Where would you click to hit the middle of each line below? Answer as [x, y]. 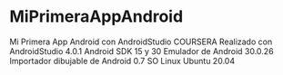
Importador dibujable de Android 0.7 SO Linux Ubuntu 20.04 [122, 61]
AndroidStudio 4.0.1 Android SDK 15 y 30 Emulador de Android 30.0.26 [142, 51]
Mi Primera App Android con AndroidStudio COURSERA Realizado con [141, 42]
